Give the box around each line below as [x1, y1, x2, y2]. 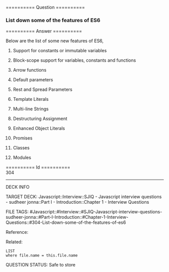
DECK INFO [6, 184, 30, 190]
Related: [6, 239, 23, 245]
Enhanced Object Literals [13, 125, 65, 131]
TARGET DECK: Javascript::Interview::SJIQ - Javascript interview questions [6, 194, 162, 200]
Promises [13, 135, 33, 141]
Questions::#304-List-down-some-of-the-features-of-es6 [6, 219, 126, 225]
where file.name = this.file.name [6, 253, 78, 258]
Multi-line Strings [13, 106, 49, 112]
